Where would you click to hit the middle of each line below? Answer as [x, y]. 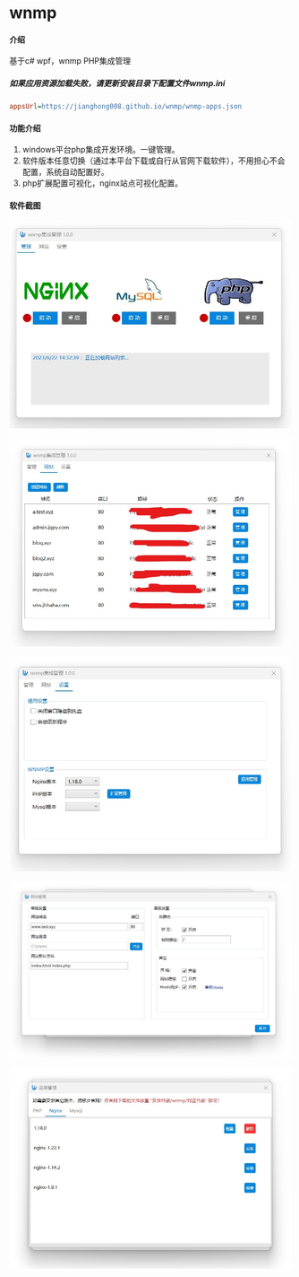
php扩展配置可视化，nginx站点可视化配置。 [103, 183]
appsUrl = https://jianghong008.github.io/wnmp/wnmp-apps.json [126, 107]
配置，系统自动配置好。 [65, 172]
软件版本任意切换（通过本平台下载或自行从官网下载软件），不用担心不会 [154, 161]
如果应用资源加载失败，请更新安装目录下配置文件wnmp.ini [117, 83]
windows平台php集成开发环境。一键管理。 [101, 150]
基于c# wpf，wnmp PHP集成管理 [70, 61]
